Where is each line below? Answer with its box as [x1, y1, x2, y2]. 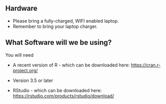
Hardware [5, 4, 37, 13]
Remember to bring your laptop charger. [12, 23, 98, 29]
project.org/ [12, 67, 38, 74]
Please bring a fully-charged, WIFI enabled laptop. [12, 18, 119, 24]
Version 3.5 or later [12, 77, 53, 83]
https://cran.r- [131, 62, 161, 68]
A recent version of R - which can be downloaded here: [12, 62, 130, 68]
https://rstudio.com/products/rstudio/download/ [12, 93, 114, 99]
